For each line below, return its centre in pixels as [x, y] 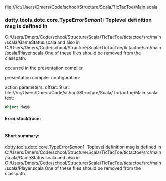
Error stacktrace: [23, 118]
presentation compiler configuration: [43, 78]
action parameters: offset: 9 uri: [38, 87]
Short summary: [22, 135]
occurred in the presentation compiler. [44, 68]
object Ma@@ [17, 107]
